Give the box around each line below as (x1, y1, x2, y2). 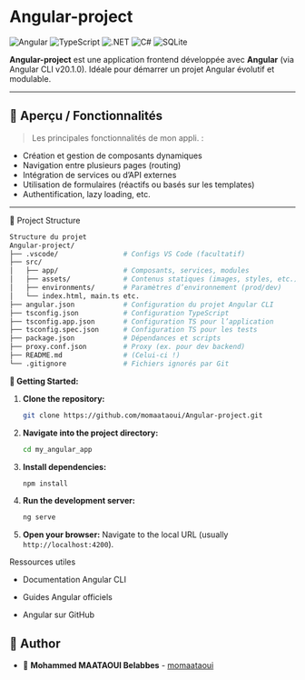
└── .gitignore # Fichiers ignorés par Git (9, 359, 230, 368)
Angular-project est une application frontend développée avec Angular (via (9, 54, 295, 65)
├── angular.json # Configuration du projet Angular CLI (9, 300, 274, 309)
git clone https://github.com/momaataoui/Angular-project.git (22, 411, 263, 420)
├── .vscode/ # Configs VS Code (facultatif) (9, 249, 246, 258)
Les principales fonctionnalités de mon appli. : (31, 132, 204, 143)
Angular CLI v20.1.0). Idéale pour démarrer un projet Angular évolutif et (9, 64, 275, 75)
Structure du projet (9, 232, 88, 242)
